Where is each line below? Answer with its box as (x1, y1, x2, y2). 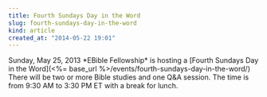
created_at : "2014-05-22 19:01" (8, 33, 116, 42)
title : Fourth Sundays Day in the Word (8, 11, 141, 20)
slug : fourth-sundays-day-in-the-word (8, 19, 137, 27)
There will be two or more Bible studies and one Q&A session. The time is (8, 72, 249, 82)
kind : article (8, 26, 56, 34)
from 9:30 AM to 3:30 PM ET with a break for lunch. (8, 81, 179, 91)
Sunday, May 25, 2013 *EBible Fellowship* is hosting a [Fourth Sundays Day (8, 56, 259, 65)
